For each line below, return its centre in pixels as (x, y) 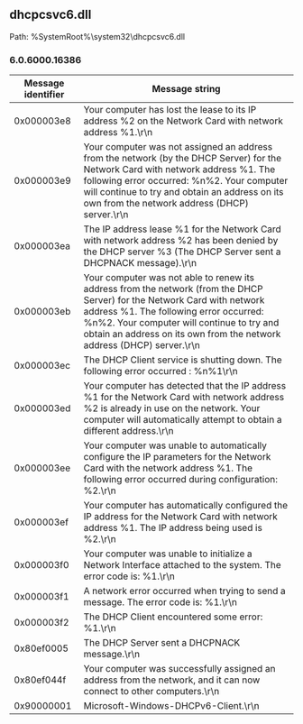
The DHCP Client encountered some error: (173, 617)
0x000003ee (42, 468)
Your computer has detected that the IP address (185, 386)
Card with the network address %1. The (168, 468)
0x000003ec (42, 366)
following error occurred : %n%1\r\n (161, 371)
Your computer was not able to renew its (169, 278)
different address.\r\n (129, 431)
